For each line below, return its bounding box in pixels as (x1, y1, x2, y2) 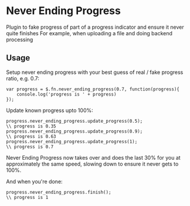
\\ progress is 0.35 (6, 123, 57, 129)
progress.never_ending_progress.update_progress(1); (6, 139, 138, 144)
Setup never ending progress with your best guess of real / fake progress (6, 69, 184, 76)
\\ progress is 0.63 (6, 133, 57, 139)
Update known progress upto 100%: (6, 107, 94, 114)
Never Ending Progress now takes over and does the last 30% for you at (6, 154, 181, 161)
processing (6, 36, 33, 43)
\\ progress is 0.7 (6, 144, 54, 150)
